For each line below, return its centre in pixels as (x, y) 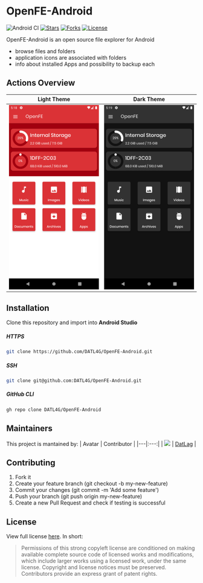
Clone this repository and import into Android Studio (72, 323)
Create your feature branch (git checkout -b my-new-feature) (91, 483)
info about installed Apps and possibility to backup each (85, 64)
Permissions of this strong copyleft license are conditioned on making (108, 548)
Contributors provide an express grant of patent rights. (89, 574)
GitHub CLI (20, 394)
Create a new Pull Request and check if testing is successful (90, 503)
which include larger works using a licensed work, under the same (104, 561)
